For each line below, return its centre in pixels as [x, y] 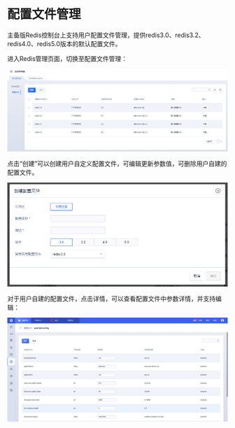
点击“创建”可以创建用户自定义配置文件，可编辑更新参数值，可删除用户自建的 [117, 164]
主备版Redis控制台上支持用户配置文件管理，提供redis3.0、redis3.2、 [106, 35]
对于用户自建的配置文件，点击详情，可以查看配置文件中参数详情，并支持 [111, 299]
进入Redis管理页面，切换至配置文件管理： [67, 58]
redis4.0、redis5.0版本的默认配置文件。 [64, 43]
